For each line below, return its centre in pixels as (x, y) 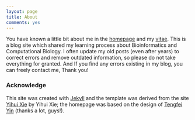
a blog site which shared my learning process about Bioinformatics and (91, 45)
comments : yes (23, 22)
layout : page (22, 11)
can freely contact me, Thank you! (47, 70)
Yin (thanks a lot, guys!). (35, 110)
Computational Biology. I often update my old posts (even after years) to (93, 52)
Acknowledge (26, 85)
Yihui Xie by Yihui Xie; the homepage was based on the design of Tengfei (94, 104)
